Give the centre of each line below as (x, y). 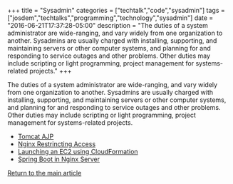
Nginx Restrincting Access (57, 144)
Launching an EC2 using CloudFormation (78, 152)
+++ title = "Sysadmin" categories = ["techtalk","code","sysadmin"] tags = (116, 10)
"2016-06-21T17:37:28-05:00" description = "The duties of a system (108, 25)
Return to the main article (45, 173)
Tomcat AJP (36, 136)
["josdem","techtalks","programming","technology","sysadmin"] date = (110, 18)
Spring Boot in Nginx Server (59, 159)
